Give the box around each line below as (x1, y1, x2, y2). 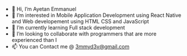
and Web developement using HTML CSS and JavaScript (11, 18, 149, 24)
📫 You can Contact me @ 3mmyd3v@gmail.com (11, 43, 130, 50)
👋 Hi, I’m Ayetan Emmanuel (11, 6, 77, 12)
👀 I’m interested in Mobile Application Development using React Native (11, 12, 182, 19)
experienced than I (11, 37, 57, 43)
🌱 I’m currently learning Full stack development (11, 24, 125, 31)
